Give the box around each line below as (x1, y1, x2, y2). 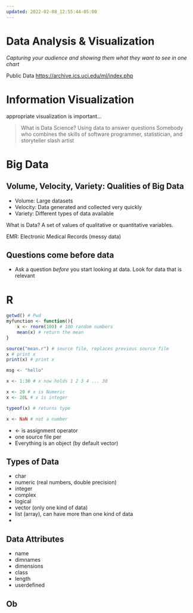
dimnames (14, 556, 41, 564)
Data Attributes (6, 534, 64, 544)
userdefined (14, 581, 45, 589)
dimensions (14, 562, 43, 570)
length (14, 575, 31, 583)
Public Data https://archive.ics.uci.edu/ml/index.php (6, 72, 133, 79)
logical (14, 498, 32, 505)
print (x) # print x (6, 357, 55, 363)
